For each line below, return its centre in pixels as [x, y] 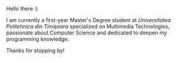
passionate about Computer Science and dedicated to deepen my [87, 33]
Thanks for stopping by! [35, 50]
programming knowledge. [38, 39]
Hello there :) [22, 9]
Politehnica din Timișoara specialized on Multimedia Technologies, [88, 26]
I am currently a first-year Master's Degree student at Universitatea [88, 20]
